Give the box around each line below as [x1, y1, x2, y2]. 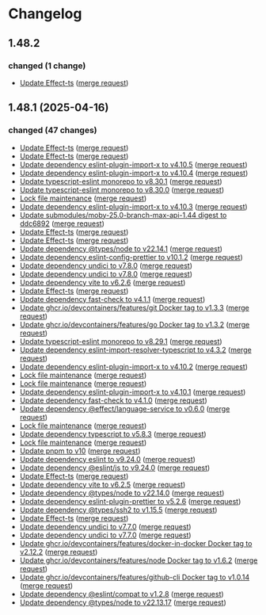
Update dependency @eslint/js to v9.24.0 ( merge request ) [19, 463, 211, 472]
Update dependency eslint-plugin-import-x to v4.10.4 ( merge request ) [19, 168, 249, 178]
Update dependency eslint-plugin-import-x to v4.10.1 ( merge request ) [19, 387, 246, 396]
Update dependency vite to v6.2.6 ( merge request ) [19, 277, 186, 287]
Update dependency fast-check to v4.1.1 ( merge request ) [19, 294, 206, 304]
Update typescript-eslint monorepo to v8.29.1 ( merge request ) [19, 336, 223, 346]
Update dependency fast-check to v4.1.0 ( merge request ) [19, 395, 207, 405]
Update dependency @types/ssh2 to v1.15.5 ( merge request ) [19, 505, 218, 514]
